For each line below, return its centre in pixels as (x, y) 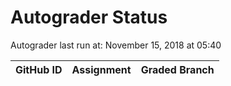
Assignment (101, 69)
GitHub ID (39, 69)
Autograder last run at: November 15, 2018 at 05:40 (116, 45)
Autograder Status (89, 17)
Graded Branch (177, 69)
